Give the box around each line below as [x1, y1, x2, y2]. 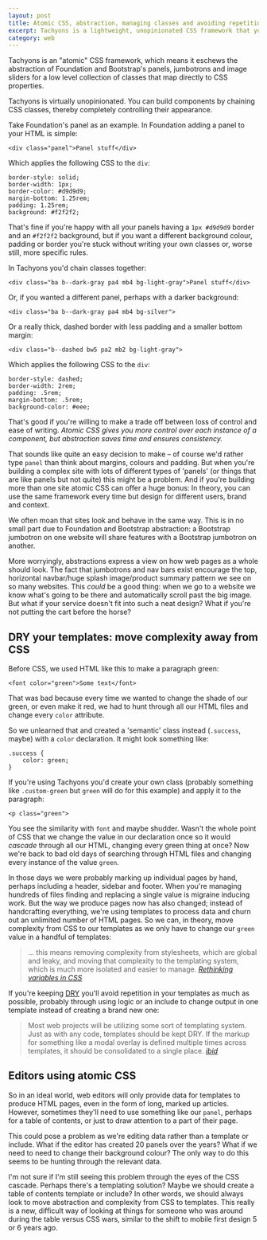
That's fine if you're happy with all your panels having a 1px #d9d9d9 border [8, 222, 255, 232]
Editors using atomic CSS [8, 1069, 137, 1083]
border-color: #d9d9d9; [8, 188, 87, 196]
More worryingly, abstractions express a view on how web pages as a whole [8, 557, 259, 566]
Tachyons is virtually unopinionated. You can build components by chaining [8, 96, 256, 106]
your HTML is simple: [8, 129, 78, 139]
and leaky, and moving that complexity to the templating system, [27, 956, 240, 966]
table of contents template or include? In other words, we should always [8, 1188, 244, 1199]
